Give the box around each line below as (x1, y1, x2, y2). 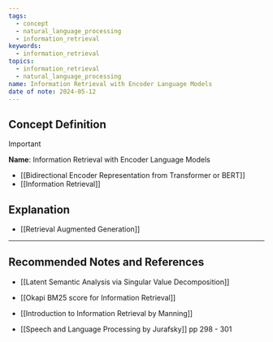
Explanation (8, 202, 71, 216)
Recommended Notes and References (8, 255, 205, 269)
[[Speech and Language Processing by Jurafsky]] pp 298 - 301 (19, 324, 232, 334)
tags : (8, 11, 27, 20)
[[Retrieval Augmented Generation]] (19, 224, 141, 234)
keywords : (8, 42, 42, 50)
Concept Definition (8, 117, 107, 131)
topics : (8, 58, 35, 66)
